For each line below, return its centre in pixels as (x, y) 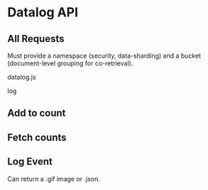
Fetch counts (37, 137)
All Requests (36, 39)
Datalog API (43, 12)
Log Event (30, 162)
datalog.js (22, 77)
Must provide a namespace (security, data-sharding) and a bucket (104, 56)
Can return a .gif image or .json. (54, 179)
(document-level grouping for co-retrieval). (70, 63)
